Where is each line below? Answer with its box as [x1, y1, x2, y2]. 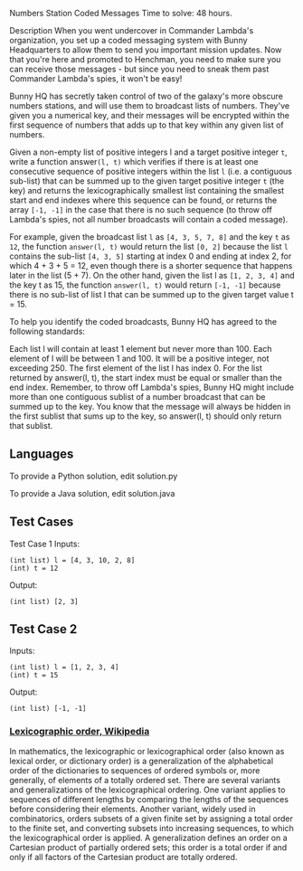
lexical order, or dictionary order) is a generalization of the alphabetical [9, 755, 274, 766]
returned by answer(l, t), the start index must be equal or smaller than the [9, 373, 282, 383]
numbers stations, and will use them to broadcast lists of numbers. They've [9, 100, 290, 111]
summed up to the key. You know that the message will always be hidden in [9, 402, 291, 412]
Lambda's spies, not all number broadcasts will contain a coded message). [9, 214, 289, 224]
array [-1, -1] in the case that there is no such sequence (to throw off [9, 204, 273, 215]
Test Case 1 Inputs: [9, 538, 80, 549]
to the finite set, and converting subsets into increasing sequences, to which [9, 822, 294, 833]
